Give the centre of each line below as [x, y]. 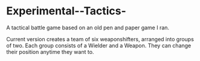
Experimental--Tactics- [66, 11]
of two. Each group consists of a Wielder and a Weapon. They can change [99, 45]
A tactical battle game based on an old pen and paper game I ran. [88, 28]
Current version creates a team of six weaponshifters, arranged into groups [100, 39]
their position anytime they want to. [50, 51]
